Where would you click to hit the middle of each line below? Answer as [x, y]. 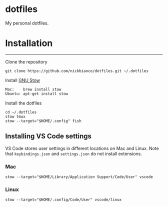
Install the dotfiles [23, 103]
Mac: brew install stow [33, 89]
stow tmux [15, 116]
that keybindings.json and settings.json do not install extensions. [74, 153]
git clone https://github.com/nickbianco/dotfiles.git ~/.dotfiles [77, 71]
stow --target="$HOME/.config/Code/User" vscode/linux [63, 200]
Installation [29, 43]
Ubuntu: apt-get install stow [37, 93]
